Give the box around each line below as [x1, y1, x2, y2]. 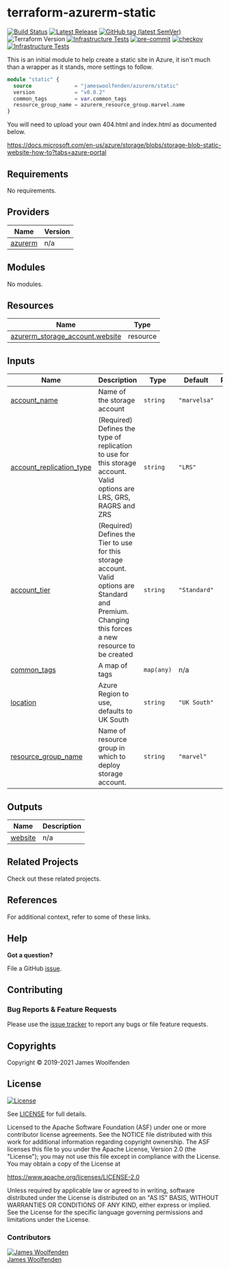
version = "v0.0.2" [13, 89, 106, 95]
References [7, 894, 57, 906]
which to [98, 752, 126, 762]
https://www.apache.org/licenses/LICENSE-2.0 [7, 1172, 140, 1181]
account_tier [10, 585, 51, 595]
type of [98, 433, 122, 442]
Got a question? [7, 951, 53, 959]
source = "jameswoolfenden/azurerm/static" [13, 82, 179, 89]
